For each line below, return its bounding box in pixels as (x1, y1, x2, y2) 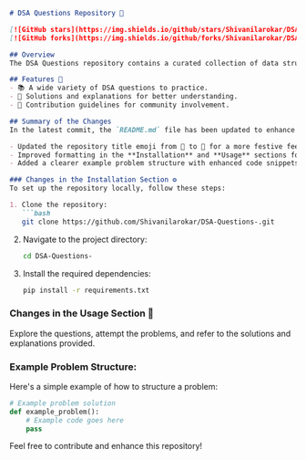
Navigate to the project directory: (22, 234, 148, 245)
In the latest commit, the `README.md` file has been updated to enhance (9, 125, 296, 134)
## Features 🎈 (9, 75, 64, 84)
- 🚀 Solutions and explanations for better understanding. (9, 92, 239, 101)
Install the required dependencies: (22, 267, 152, 278)
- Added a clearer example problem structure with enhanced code (9, 159, 262, 168)
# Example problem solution (9, 398, 117, 408)
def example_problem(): (9, 407, 100, 416)
